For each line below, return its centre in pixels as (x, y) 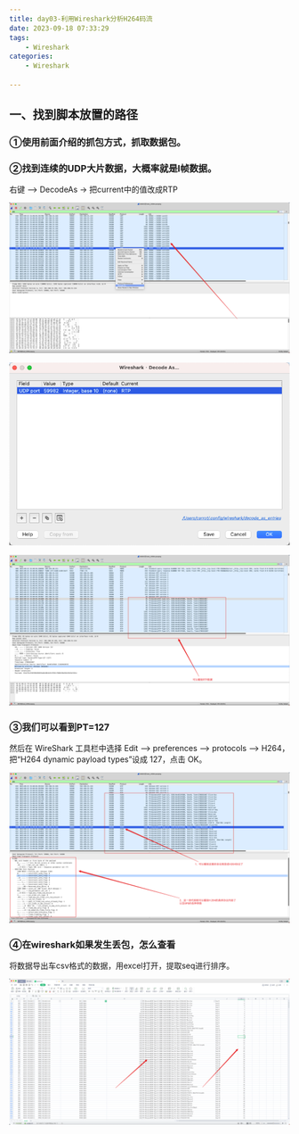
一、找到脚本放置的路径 (73, 115)
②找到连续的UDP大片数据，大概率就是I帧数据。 (113, 169)
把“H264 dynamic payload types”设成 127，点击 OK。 (108, 759)
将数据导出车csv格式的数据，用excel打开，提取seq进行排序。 (122, 966)
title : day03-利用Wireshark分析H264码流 (81, 19)
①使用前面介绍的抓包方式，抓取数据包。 (98, 143)
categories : (31, 57)
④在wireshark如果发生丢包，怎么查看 (93, 944)
